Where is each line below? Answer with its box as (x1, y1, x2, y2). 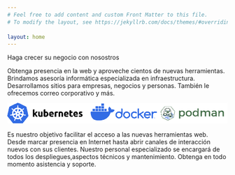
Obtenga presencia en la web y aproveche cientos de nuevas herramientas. (7, 67, 225, 75)
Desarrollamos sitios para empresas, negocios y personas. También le (7, 82, 210, 90)
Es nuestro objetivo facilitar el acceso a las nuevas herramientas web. (7, 130, 208, 139)
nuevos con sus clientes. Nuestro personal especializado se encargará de (7, 145, 220, 153)
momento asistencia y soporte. (7, 160, 97, 169)
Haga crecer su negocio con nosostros (7, 53, 120, 62)
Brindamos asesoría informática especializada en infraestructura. (7, 74, 196, 83)
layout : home (7, 33, 45, 40)
